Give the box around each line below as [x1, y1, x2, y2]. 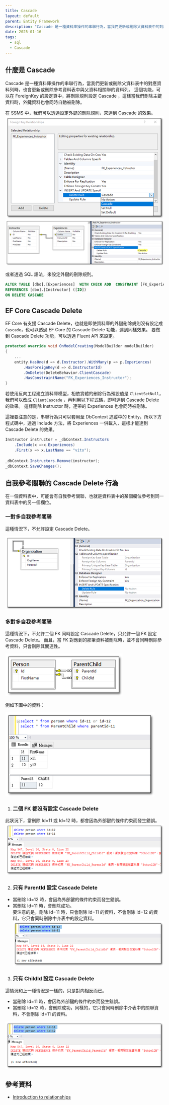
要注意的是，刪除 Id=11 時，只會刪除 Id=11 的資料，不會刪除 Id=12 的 [12, 909, 154, 915]
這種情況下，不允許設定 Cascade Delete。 [5, 526, 93, 532]
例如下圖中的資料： [5, 702, 45, 708]
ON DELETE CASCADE [5, 292, 44, 298]
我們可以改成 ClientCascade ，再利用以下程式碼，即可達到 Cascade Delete [5, 397, 159, 403]
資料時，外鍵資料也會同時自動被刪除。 [5, 99, 84, 105]
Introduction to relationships [12, 1094, 71, 1100]
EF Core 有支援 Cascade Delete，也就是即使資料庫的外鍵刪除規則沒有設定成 [5, 320, 163, 327]
